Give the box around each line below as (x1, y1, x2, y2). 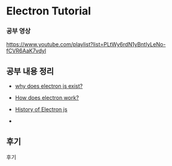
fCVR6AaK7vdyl (6, 47, 46, 55)
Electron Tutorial (6, 4, 92, 18)
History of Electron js (14, 106, 68, 113)
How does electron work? (14, 94, 80, 102)
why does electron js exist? (14, 82, 83, 90)
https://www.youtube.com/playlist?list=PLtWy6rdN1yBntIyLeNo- (6, 41, 166, 48)
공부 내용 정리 (6, 66, 54, 76)
